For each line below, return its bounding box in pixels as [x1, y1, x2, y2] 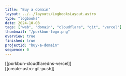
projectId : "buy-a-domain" [5, 43, 59, 48]
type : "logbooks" [5, 16, 40, 21]
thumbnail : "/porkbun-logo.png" [5, 29, 70, 34]
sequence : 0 [5, 47, 29, 52]
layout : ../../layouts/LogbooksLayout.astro [5, 12, 96, 16]
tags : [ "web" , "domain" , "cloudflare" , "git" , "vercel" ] [5, 25, 122, 30]
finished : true [5, 38, 36, 43]
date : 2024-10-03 [5, 20, 40, 25]
